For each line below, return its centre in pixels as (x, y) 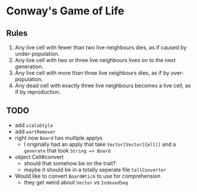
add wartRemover (35, 131)
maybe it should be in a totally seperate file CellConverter (95, 169)
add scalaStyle (34, 125)
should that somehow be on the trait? (70, 163)
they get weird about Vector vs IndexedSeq (76, 182)
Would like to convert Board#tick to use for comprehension (87, 176)
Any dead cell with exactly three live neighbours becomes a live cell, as (103, 86)
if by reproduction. (38, 92)
